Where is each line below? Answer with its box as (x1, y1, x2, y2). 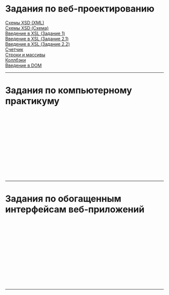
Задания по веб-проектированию (5, 3, 154, 15)
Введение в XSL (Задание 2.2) (5, 41, 70, 47)
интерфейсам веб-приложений (5, 204, 145, 215)
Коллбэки (5, 57, 26, 63)
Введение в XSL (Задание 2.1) (5, 36, 69, 42)
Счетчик (5, 46, 24, 52)
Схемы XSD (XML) (5, 20, 44, 26)
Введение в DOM (5, 62, 42, 68)
